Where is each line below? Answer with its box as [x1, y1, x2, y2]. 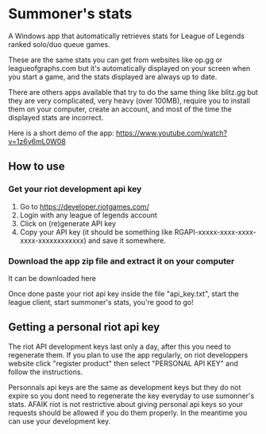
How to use [8, 160, 65, 174]
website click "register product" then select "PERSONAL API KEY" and [8, 358, 238, 368]
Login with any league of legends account [19, 210, 157, 220]
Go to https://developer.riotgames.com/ [19, 201, 149, 211]
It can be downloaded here [8, 273, 97, 283]
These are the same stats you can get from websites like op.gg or [8, 55, 223, 65]
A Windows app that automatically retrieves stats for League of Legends [8, 31, 245, 41]
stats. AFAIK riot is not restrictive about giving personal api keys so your [8, 399, 244, 409]
